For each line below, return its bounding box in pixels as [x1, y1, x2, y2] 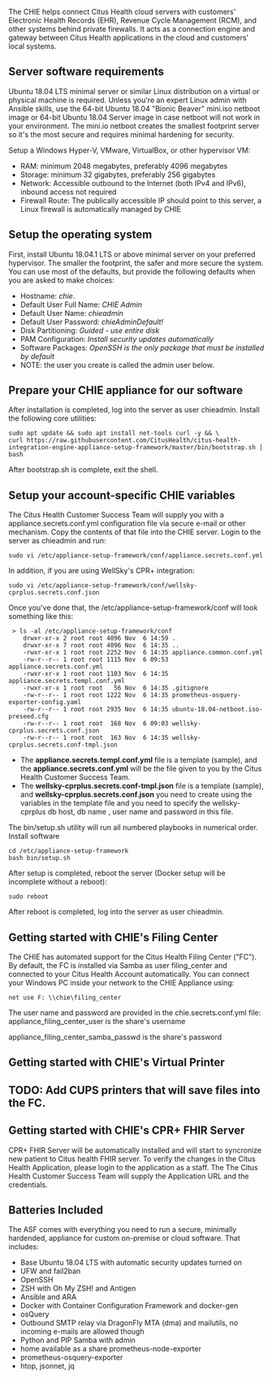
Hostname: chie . [19, 291, 76, 300]
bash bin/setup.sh [8, 854, 71, 862]
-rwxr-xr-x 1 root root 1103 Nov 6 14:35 [23, 670, 169, 678]
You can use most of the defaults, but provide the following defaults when [8, 266, 256, 276]
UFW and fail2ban [19, 1266, 81, 1276]
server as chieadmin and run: [8, 536, 106, 546]
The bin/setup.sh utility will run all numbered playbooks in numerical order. [8, 823, 258, 832]
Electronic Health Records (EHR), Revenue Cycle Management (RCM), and [8, 15, 257, 25]
